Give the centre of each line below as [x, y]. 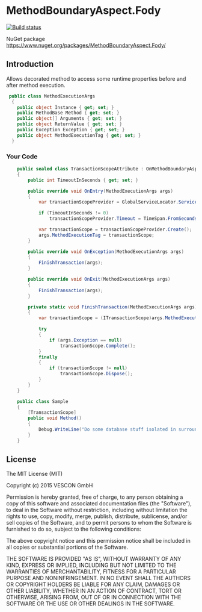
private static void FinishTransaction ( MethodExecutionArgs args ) [113, 307]
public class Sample [43, 401]
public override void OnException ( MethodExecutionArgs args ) [106, 251]
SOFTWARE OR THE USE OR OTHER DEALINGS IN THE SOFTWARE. [90, 604]
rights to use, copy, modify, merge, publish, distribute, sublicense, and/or [97, 516]
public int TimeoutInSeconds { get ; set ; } [83, 180]
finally [48, 357]
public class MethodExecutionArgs [52, 96]
